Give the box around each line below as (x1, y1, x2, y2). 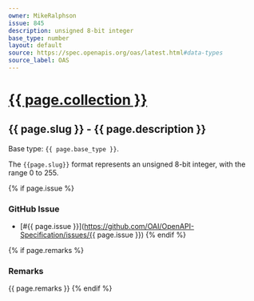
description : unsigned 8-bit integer (8, 26, 134, 34)
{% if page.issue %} (8, 183, 74, 193)
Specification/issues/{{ (19, 230, 96, 240)
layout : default (8, 42, 62, 50)
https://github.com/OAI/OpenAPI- (83, 222, 194, 231)
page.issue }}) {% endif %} (97, 230, 186, 240)
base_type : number (8, 34, 69, 42)
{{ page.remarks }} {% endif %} (8, 283, 113, 293)
